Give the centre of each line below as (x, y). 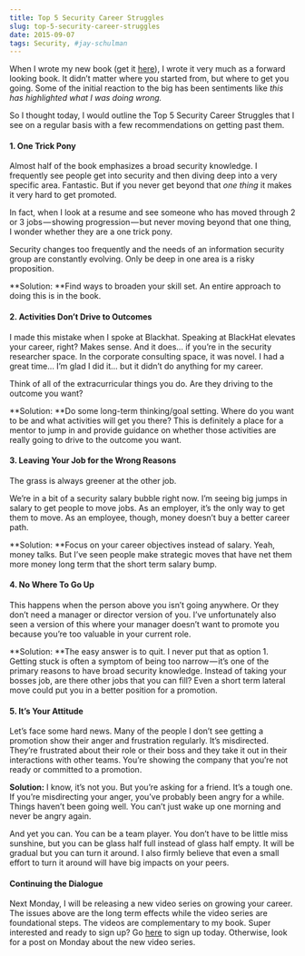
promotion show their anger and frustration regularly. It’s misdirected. (139, 741)
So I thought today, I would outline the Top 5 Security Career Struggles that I (152, 115)
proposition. (32, 269)
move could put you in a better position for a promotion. (113, 690)
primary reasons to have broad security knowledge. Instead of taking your (148, 671)
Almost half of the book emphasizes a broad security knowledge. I (133, 166)
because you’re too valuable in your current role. (100, 634)
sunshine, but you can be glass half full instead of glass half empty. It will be (152, 843)
